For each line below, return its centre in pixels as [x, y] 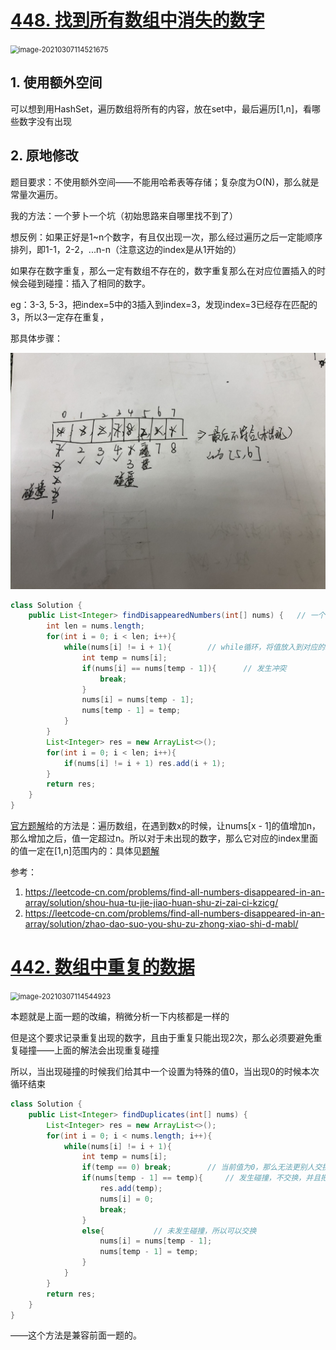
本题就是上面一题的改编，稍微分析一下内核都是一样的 [120, 1016]
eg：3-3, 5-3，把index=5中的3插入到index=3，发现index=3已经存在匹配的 [164, 304]
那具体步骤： [36, 338]
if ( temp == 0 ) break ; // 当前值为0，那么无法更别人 [198, 1167]
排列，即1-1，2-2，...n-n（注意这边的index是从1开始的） [126, 249]
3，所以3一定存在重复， [60, 317]
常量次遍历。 [36, 194]
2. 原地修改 [44, 156]
